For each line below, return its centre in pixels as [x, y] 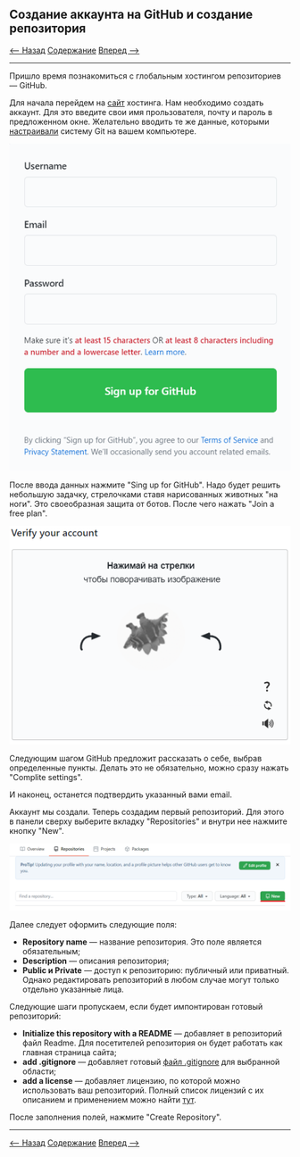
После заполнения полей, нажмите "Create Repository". [115, 1117]
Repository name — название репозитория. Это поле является [142, 942]
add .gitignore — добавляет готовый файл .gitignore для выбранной [151, 1062]
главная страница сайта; [70, 1053]
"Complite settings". [46, 778]
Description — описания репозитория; [96, 961]
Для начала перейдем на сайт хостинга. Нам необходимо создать [137, 103]
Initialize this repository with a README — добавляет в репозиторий [152, 1034]
